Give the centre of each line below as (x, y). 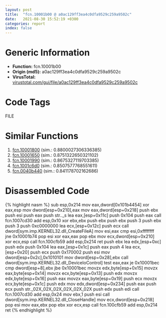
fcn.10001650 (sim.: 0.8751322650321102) (55, 155)
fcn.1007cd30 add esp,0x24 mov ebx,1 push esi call (57, 294)
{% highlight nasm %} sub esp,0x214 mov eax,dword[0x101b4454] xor (77, 204)
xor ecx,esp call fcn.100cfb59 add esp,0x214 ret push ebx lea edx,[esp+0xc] (83, 242)
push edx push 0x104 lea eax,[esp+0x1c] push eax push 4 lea (68, 247)
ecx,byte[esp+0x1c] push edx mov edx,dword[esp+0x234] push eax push (81, 284)
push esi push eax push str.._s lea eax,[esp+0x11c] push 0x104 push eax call (83, 215)
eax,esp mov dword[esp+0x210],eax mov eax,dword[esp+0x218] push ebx (82, 210)
